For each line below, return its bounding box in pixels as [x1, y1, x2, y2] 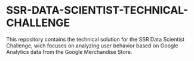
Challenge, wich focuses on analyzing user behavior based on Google [6, 42, 178, 49]
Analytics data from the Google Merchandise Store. [6, 48, 133, 55]
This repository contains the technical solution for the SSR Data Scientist [6, 36, 185, 43]
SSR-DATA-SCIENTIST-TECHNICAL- [6, 4, 189, 17]
